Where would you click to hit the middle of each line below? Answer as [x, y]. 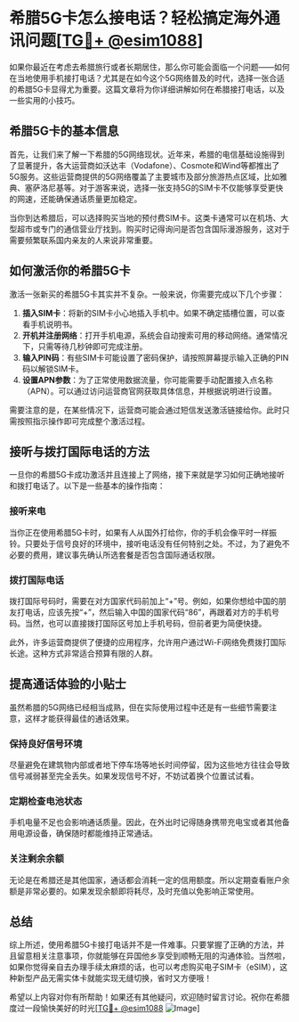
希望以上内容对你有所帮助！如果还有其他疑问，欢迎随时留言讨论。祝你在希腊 [149, 997]
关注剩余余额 [37, 859]
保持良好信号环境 [46, 743]
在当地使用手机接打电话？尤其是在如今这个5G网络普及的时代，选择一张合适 [147, 78]
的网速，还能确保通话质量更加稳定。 [76, 199]
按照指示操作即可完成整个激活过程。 [83, 421]
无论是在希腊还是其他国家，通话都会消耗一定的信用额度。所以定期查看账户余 [149, 879]
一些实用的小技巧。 [44, 100]
